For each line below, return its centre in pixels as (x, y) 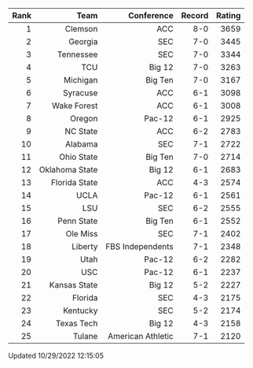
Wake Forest (75, 106)
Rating (228, 15)
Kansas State (73, 285)
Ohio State (78, 157)
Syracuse (80, 93)
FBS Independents (140, 246)
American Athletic (141, 336)
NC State (81, 131)
